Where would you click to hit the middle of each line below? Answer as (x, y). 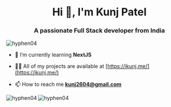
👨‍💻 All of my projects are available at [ (61, 66)
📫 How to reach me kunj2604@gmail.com (68, 85)
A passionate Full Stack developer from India (99, 31)
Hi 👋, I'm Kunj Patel (99, 12)
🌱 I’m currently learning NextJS (53, 55)
